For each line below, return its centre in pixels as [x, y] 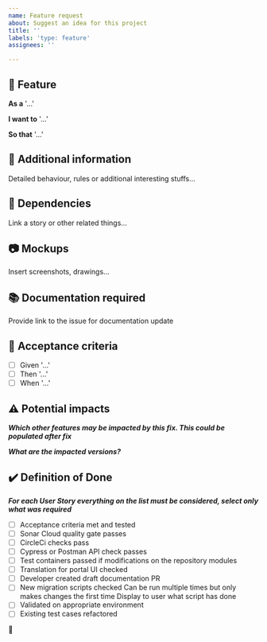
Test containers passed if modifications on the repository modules [128, 561]
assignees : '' [32, 45]
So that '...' [26, 134]
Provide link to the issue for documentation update [91, 321]
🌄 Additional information [70, 160]
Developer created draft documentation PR [90, 578]
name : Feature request [46, 16]
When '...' [35, 383]
